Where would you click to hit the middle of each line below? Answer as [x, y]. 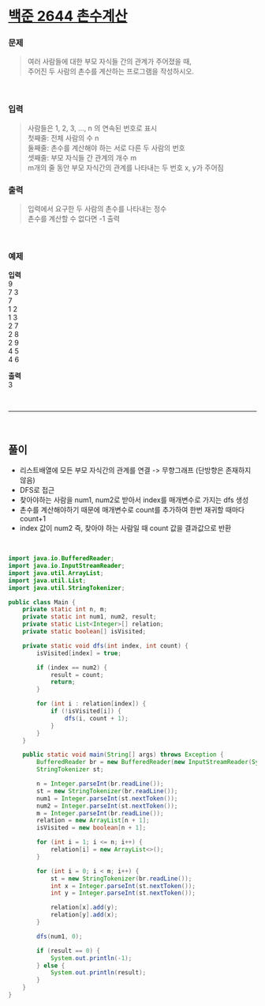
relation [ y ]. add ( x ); [84, 915]
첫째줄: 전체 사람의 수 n [63, 138]
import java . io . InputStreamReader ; [67, 566]
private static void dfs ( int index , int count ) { [106, 645]
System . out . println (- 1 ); [91, 958]
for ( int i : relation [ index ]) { [91, 704]
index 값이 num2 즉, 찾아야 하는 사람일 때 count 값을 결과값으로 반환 [125, 528]
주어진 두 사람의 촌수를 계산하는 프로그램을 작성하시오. [111, 71]
